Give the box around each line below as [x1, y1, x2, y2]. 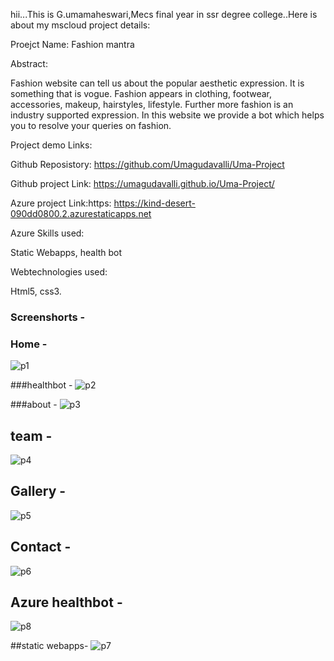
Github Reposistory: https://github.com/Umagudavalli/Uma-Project [10, 159, 285, 170]
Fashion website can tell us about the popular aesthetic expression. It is [10, 77, 305, 89]
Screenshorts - [10, 310, 86, 324]
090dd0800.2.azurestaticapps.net [10, 208, 152, 219]
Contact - [10, 539, 72, 556]
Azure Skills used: [10, 227, 85, 239]
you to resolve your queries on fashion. [10, 120, 172, 131]
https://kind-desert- [113, 197, 196, 209]
